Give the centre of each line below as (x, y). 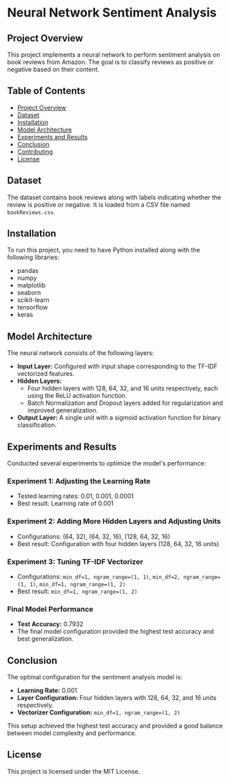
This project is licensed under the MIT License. (74, 771)
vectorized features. (45, 374)
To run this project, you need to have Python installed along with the (104, 250)
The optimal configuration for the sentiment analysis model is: (95, 677)
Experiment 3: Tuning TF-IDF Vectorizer (75, 561)
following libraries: (33, 257)
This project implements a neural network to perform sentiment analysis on (114, 54)
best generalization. (45, 639)
